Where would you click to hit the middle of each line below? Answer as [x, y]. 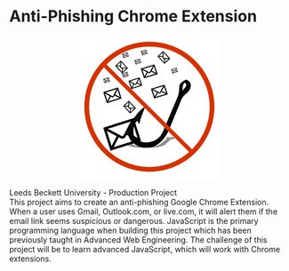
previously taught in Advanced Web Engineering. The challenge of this [139, 239]
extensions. [30, 259]
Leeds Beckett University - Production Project [93, 192]
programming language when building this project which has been [130, 230]
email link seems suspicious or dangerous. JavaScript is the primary [134, 220]
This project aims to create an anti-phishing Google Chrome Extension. [139, 202]
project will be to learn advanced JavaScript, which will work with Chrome [145, 249]
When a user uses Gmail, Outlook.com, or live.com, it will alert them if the [144, 211]
